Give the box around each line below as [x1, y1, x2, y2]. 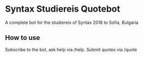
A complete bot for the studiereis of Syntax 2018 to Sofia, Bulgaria [5, 19, 139, 25]
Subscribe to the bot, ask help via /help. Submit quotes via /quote [5, 46, 137, 52]
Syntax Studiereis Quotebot [5, 3, 120, 15]
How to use [5, 34, 40, 42]
